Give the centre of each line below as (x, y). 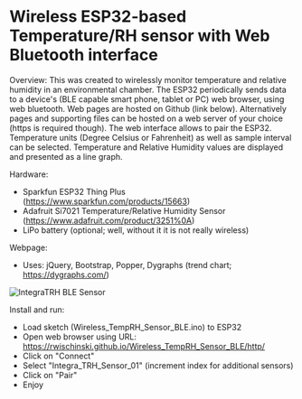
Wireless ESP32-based (98, 17)
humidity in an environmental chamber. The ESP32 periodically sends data (148, 89)
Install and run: (37, 310)
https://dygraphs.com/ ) (66, 274)
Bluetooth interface (84, 55)
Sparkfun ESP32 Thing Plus (74, 191)
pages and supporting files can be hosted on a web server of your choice (146, 118)
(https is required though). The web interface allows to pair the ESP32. (141, 127)
